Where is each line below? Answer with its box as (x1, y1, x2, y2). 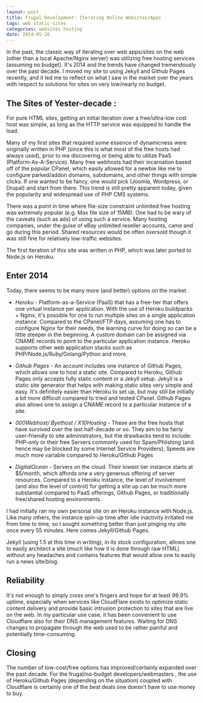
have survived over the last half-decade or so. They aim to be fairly (15, 425, 183, 432)
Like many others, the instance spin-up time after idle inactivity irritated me (6, 513, 194, 521)
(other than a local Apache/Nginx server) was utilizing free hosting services (6, 55, 195, 62)
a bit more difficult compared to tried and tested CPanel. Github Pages (15, 394, 191, 401)
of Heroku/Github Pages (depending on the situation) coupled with (6, 677, 173, 684)
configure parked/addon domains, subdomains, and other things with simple (6, 171, 198, 178)
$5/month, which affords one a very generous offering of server (15, 469, 175, 477)
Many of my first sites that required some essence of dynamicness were (6, 139, 187, 146)
